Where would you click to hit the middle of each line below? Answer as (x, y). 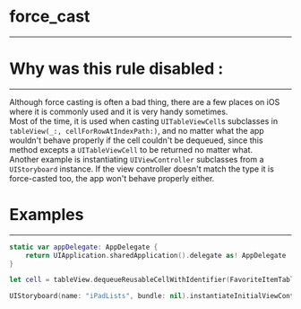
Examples (47, 215)
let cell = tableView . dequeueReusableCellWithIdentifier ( (120, 280)
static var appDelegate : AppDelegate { (84, 247)
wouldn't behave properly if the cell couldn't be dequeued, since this (136, 140)
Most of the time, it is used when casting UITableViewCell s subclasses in (144, 121)
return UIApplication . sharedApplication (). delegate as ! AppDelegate (156, 255)
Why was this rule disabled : (116, 69)
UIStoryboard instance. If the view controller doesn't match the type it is (142, 169)
